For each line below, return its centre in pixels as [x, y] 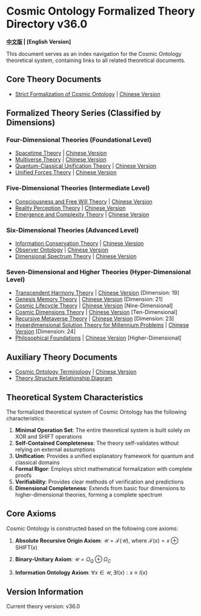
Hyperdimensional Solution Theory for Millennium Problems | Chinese [102, 325]
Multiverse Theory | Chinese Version [61, 160]
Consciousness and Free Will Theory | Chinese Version [84, 201]
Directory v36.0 [47, 24]
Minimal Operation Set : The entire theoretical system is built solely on [103, 430]
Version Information [45, 591]
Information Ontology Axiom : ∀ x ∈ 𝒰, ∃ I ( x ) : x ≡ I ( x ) [81, 572]
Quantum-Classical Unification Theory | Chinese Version [86, 166]
